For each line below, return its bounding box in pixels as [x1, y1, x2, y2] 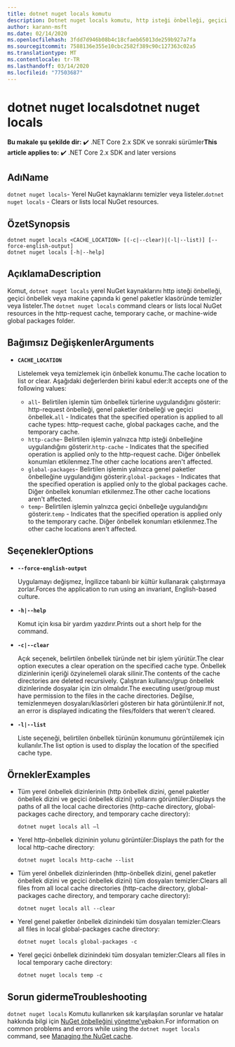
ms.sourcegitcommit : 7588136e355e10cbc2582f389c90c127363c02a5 [7, 43, 196, 50]
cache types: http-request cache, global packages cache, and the [27, 420, 220, 429]
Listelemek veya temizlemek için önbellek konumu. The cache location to [17, 369, 227, 377]
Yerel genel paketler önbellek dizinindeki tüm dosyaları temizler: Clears [17, 918, 221, 926]
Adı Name [7, 171, 49, 183]
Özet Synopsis [7, 218, 70, 230]
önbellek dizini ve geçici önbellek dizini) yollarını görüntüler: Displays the [17, 795, 226, 803]
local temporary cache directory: [17, 958, 112, 967]
